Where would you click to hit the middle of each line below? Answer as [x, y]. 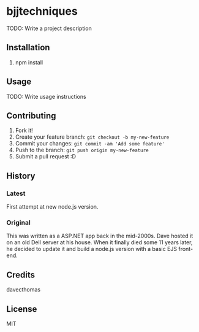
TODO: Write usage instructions [47, 96]
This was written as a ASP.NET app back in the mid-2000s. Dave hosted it [100, 236]
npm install [29, 62]
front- [186, 249]
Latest [16, 193]
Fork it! [24, 131]
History [21, 176]
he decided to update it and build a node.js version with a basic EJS [92, 249]
